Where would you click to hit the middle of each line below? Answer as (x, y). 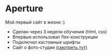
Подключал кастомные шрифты (46, 42)
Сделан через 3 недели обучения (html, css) (59, 31)
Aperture (24, 9)
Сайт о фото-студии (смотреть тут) (50, 47)
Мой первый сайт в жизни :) (35, 22)
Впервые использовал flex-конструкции (55, 37)
